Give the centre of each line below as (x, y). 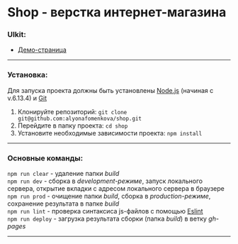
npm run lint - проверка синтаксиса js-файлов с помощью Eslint (105, 211)
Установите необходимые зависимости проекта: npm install (110, 133)
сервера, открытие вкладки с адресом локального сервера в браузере (116, 189)
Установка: (28, 75)
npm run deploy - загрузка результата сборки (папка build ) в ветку (107, 219)
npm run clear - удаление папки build (63, 174)
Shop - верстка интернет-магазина (117, 12)
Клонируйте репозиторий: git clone (72, 111)
